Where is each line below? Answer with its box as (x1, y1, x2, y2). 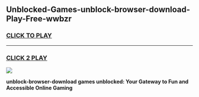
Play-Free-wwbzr (6, 14, 72, 24)
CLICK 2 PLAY (6, 53, 47, 62)
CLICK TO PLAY (6, 32, 52, 40)
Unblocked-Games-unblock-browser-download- (6, 5, 191, 15)
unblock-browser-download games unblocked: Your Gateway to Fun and (6, 78, 189, 85)
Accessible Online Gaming (6, 84, 73, 91)
